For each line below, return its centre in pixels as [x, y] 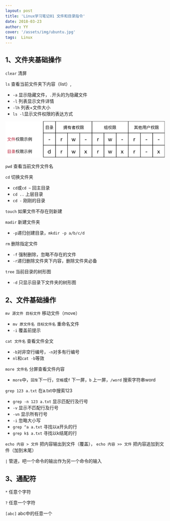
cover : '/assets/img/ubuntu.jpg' [40, 32]
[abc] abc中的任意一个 [29, 513]
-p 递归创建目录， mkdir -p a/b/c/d [49, 233]
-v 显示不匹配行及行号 [36, 408]
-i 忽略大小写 [27, 420]
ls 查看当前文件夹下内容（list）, [38, 84]
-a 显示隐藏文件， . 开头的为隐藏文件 [50, 94]
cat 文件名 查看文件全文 [30, 341]
